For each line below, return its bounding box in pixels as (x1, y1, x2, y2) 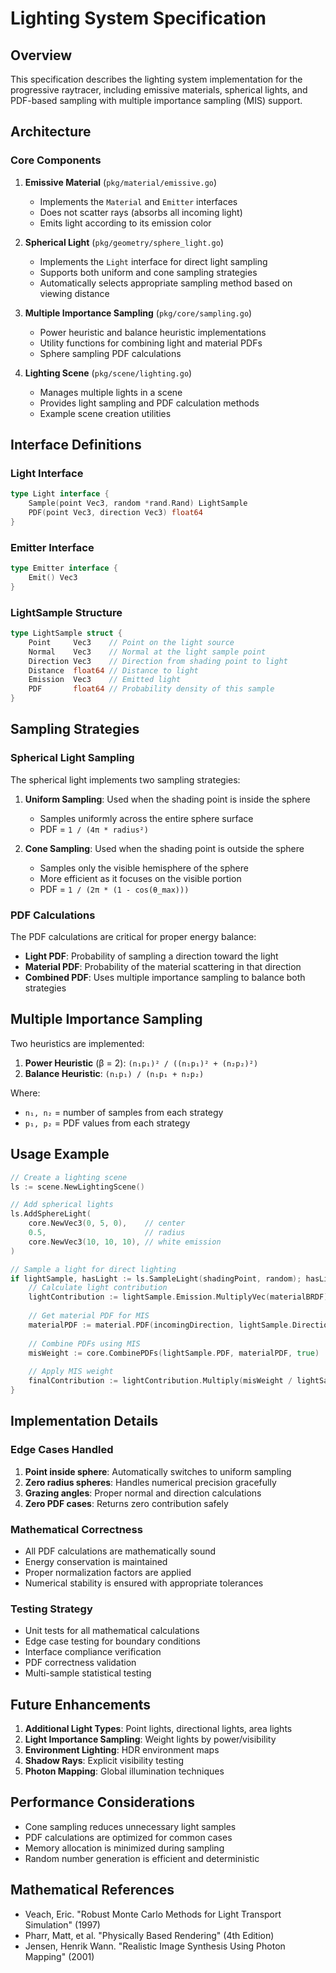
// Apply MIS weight (28, 1367, 114, 1377)
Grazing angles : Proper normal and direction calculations (24, 1487, 262, 1499)
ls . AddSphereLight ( (10, 1209, 92, 1219)
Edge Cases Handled (10, 1443, 114, 1457)
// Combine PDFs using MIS (28, 1338, 141, 1349)
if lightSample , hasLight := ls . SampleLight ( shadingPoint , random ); (10, 1273, 302, 1284)
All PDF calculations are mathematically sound (24, 1545, 217, 1557)
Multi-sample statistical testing (24, 1667, 152, 1679)
